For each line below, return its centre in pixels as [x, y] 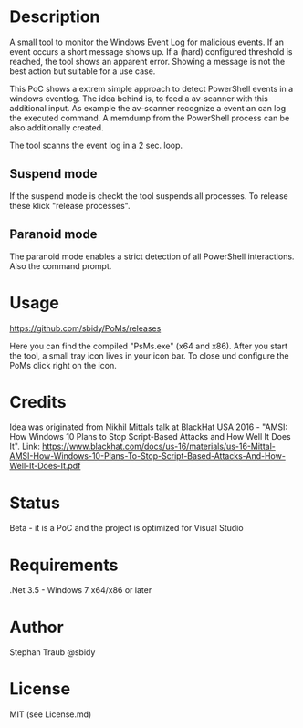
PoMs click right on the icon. [63, 365]
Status [35, 503]
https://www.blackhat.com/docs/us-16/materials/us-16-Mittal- [159, 447]
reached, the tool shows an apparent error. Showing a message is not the [147, 61]
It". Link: [25, 447]
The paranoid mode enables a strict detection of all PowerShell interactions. [152, 256]
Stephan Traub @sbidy [52, 652]
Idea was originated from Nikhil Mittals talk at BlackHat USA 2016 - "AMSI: [149, 427]
